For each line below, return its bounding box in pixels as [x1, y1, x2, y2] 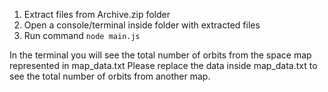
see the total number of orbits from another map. [9, 70, 211, 82]
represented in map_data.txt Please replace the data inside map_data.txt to [9, 60, 318, 71]
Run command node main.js [23, 30, 141, 41]
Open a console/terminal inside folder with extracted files [23, 19, 261, 31]
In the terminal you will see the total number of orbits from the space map [9, 49, 312, 61]
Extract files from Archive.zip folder [23, 9, 171, 20]
